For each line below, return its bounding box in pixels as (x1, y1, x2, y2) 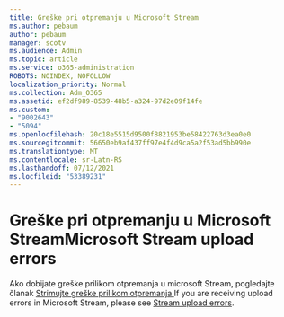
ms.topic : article (9, 55, 78, 64)
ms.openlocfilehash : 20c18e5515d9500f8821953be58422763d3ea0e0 (9, 130, 252, 139)
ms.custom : (9, 105, 50, 114)
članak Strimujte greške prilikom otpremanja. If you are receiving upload (9, 288, 274, 299)
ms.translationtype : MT (9, 146, 99, 155)
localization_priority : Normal (9, 80, 127, 89)
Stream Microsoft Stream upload (9, 230, 254, 250)
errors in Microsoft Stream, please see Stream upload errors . (9, 297, 235, 308)
